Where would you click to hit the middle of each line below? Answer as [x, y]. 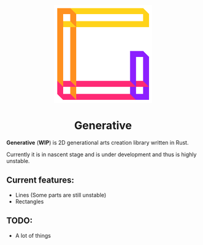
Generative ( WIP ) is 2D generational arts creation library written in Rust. [98, 142]
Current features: [40, 180]
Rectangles [29, 202]
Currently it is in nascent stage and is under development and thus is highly [101, 154]
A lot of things [33, 235]
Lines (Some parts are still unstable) [61, 195]
